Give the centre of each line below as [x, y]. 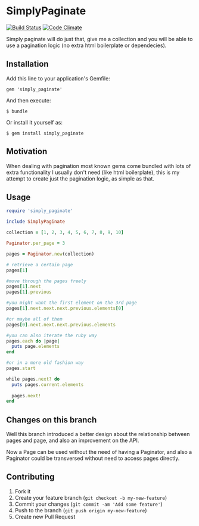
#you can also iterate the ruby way [52, 335]
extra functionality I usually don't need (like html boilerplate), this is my [93, 172]
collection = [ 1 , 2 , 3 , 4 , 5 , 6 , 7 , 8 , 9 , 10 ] [65, 233]
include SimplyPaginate [36, 222]
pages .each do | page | [33, 341]
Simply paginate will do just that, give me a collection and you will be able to [99, 39]
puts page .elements [36, 347]
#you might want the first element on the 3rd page [71, 303]
